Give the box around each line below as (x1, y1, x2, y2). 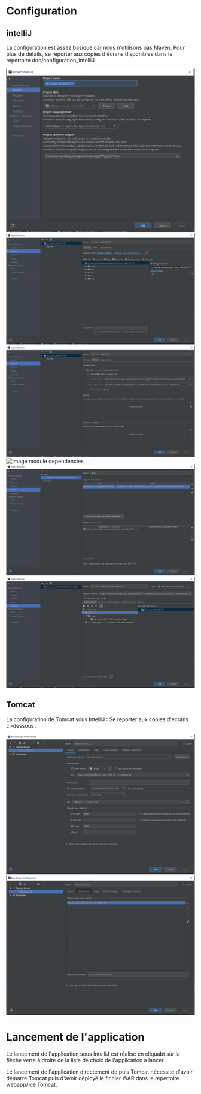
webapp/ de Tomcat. (6, 1081, 57, 1089)
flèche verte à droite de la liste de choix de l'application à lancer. (6, 1057, 166, 1064)
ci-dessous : (6, 722, 37, 729)
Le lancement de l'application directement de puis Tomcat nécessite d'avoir (6, 1068, 193, 1075)
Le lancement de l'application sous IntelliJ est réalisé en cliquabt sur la (6, 1050, 181, 1057)
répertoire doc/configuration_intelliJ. (6, 57, 96, 64)
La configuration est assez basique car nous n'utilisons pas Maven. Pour (6, 44, 185, 51)
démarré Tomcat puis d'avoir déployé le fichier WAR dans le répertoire (6, 1075, 179, 1082)
